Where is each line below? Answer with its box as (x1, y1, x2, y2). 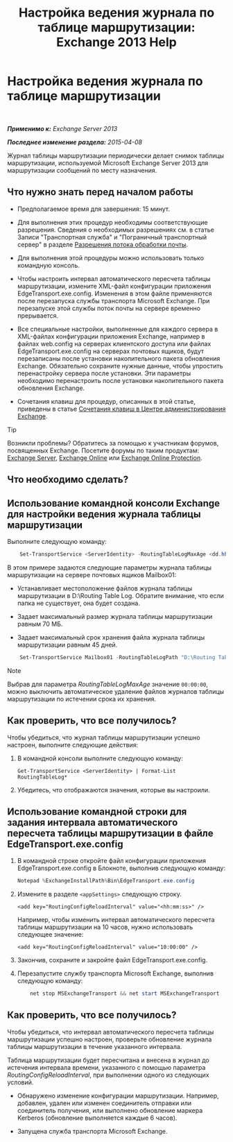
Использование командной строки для (7, 806, 187, 817)
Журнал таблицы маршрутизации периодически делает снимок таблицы (7, 151, 224, 160)
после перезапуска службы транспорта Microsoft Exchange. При (17, 296, 210, 305)
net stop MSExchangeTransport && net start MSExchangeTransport (30, 990, 220, 997)
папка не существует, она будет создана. (17, 599, 140, 607)
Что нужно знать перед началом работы (7, 186, 193, 198)
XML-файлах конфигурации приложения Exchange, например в (17, 332, 205, 341)
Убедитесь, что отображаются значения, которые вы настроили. (17, 785, 210, 794)
